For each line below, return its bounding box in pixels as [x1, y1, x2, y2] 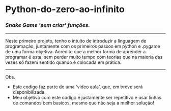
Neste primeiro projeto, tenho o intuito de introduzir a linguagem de [5, 38, 147, 44]
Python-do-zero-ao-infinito [5, 4, 125, 15]
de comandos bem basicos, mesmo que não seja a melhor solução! [12, 100, 154, 106]
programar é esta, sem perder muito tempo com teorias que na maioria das [5, 54, 163, 60]
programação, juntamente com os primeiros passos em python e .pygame [5, 43, 160, 49]
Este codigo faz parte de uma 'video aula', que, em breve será [12, 84, 143, 90]
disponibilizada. [12, 89, 46, 95]
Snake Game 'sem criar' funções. [5, 22, 91, 29]
